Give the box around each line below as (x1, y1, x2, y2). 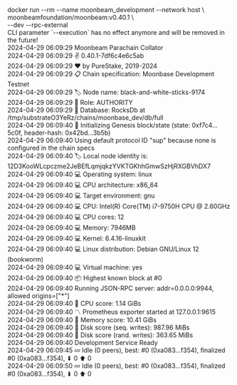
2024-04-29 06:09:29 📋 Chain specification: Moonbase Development (7, 70, 215, 78)
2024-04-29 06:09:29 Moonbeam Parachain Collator (7, 43, 164, 51)
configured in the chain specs (7, 144, 95, 152)
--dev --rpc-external (7, 21, 68, 29)
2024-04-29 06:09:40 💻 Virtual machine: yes (7, 263, 143, 272)
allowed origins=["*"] (7, 292, 70, 300)
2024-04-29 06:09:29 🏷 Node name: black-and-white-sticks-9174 (7, 88, 206, 96)
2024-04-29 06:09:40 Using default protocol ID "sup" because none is (7, 136, 216, 144)
